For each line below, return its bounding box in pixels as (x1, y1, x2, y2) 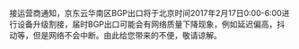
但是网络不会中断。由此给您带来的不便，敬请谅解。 (32, 30, 222, 40)
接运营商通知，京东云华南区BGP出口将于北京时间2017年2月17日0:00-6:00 (9, 8, 283, 18)
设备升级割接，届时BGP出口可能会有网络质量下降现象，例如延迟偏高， (16, 19, 277, 29)
